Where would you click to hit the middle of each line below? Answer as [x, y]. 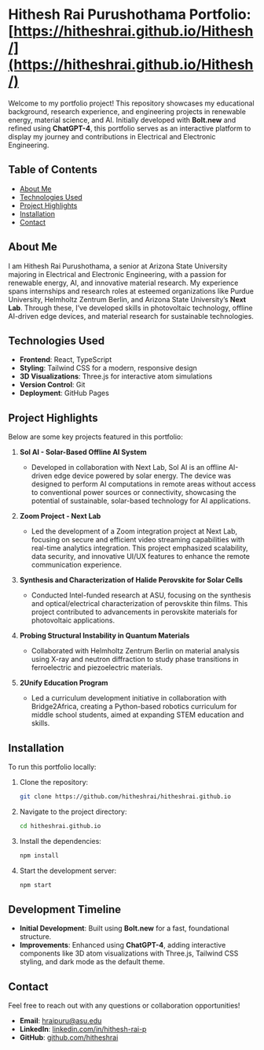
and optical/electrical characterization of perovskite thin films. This [139, 604]
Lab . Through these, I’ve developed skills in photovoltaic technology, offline [130, 308]
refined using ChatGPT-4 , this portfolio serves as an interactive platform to [130, 128]
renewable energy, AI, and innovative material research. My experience [123, 283]
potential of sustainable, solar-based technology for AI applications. [141, 501]
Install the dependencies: [60, 841]
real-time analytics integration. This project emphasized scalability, [140, 548]
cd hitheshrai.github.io [60, 826]
